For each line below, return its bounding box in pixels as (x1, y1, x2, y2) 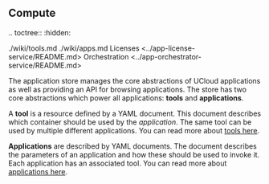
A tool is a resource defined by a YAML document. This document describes (8, 108, 262, 118)
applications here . (8, 166, 68, 176)
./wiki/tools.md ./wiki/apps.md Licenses (8, 43, 140, 53)
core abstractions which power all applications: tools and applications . (8, 92, 244, 103)
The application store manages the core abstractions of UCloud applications (8, 76, 261, 85)
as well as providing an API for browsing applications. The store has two (8, 84, 247, 94)
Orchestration (83, 51, 129, 61)
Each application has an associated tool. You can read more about (8, 158, 227, 168)
